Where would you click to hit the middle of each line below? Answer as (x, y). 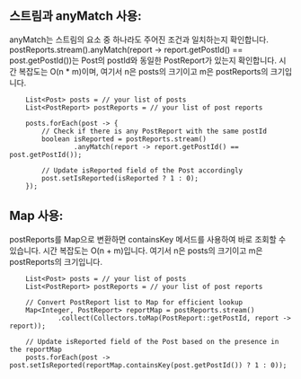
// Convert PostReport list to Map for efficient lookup (134, 302)
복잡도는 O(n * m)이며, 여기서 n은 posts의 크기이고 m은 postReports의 (143, 71)
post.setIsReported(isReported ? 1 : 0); (120, 178)
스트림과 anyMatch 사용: (75, 16)
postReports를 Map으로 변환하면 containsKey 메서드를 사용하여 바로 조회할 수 (148, 239)
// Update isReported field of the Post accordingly (142, 170)
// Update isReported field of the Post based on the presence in (152, 341)
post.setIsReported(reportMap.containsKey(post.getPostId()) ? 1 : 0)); (148, 365)
